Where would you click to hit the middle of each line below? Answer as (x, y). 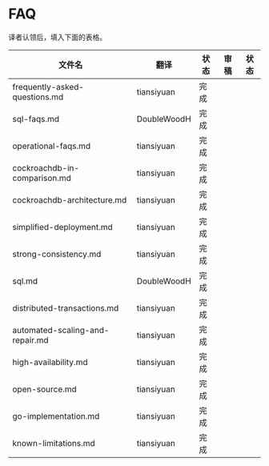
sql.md (25, 281)
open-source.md (45, 389)
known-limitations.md (54, 443)
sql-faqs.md (36, 119)
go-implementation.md (56, 416)
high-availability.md (50, 362)
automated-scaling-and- (61, 330)
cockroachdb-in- (46, 167)
